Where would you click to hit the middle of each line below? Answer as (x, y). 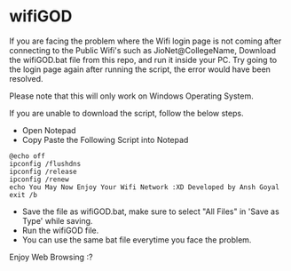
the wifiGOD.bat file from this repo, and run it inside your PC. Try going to (143, 60)
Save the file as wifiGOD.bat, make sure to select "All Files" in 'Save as (150, 211)
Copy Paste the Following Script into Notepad (105, 139)
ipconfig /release (43, 171)
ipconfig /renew (39, 179)
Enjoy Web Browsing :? (51, 257)
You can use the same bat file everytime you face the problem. (137, 239)
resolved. (26, 78)
